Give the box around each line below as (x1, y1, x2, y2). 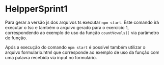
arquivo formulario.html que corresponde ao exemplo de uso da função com (5, 49, 160, 55)
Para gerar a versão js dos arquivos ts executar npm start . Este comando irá (5, 19, 159, 25)
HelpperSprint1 (5, 3, 68, 15)
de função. (5, 35, 27, 41)
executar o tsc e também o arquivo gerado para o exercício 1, (5, 24, 129, 30)
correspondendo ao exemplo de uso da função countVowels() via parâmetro (5, 30, 160, 35)
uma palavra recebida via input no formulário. (5, 54, 97, 60)
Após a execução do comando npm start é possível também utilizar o (5, 44, 146, 50)
